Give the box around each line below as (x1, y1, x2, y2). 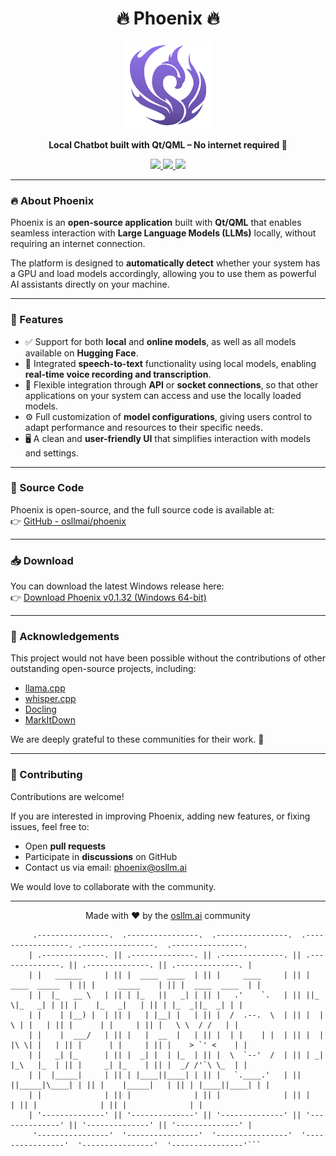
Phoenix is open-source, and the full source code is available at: (10, 503, 275, 516)
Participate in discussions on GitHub (24, 850, 178, 862)
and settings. (24, 447, 79, 459)
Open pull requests (24, 840, 107, 852)
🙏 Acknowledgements (10, 630, 120, 644)
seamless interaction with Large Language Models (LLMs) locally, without (10, 227, 317, 239)
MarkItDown (24, 714, 76, 726)
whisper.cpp (24, 693, 77, 705)
